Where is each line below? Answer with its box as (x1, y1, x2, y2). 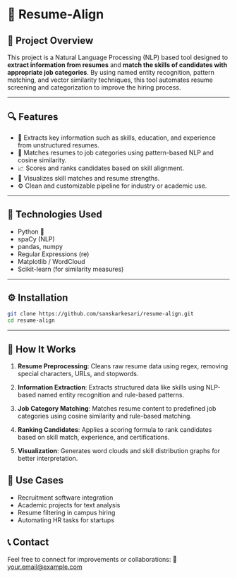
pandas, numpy (17, 242, 63, 251)
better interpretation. (17, 454, 78, 462)
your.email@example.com (7, 562, 83, 571)
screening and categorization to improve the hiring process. (7, 83, 181, 91)
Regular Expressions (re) (17, 250, 90, 258)
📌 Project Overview (7, 35, 94, 47)
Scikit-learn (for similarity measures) (17, 265, 124, 273)
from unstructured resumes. (17, 140, 99, 149)
